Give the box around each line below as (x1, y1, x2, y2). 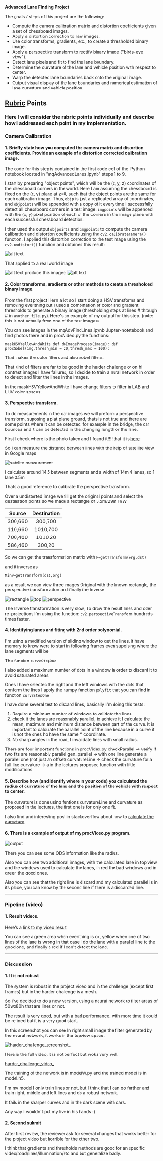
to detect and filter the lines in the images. (5, 374, 89, 380)
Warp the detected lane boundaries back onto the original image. (12, 75, 142, 80)
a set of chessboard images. (12, 28, 69, 34)
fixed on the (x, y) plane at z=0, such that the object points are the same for (5, 191, 156, 196)
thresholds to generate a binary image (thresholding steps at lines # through (5, 307, 157, 313)
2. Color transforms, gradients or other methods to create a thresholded (5, 281, 153, 287)
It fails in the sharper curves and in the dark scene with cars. (5, 1099, 126, 1105)
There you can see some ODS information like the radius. (5, 850, 119, 856)
